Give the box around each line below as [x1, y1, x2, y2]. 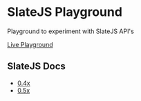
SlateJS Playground [7, 4, 123, 20]
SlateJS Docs [7, 60, 66, 73]
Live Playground [7, 40, 53, 48]
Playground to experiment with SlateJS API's [7, 27, 135, 35]
